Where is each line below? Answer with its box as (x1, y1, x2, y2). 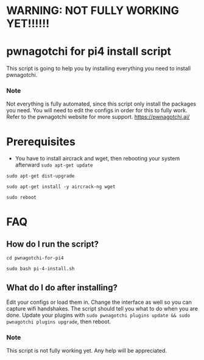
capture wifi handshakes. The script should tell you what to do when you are (6, 305, 198, 312)
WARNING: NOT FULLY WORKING (6, 4, 180, 18)
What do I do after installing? (6, 282, 118, 293)
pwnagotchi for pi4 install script (6, 45, 172, 59)
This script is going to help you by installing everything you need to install (6, 65, 191, 72)
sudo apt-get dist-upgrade (6, 173, 75, 179)
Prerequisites (6, 135, 76, 148)
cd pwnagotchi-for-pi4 (6, 255, 64, 261)
